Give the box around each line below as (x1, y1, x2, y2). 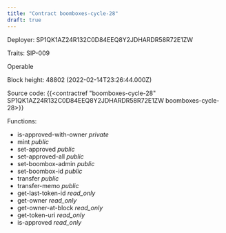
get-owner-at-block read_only (17, 203, 103, 212)
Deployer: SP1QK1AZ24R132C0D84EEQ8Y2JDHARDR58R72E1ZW (7, 35, 194, 43)
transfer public (17, 174, 59, 183)
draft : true (7, 17, 41, 23)
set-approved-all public (17, 152, 84, 161)
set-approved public (17, 145, 75, 153)
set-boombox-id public (17, 167, 83, 175)
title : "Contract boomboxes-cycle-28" (7, 10, 119, 17)
